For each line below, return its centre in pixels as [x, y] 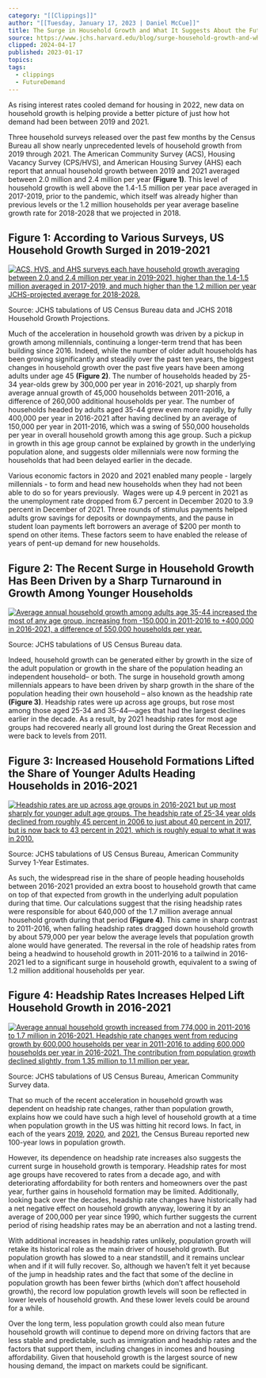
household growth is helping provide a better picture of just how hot [119, 113]
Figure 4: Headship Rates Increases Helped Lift [127, 996]
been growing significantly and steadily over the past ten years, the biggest [131, 359]
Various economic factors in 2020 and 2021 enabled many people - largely [130, 476]
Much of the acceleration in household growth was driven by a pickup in [126, 334]
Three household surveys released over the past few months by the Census [132, 137]
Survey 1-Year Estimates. [49, 862]
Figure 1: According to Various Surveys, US [116, 238]
